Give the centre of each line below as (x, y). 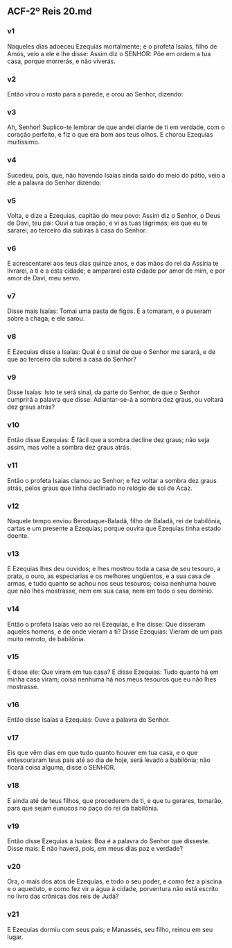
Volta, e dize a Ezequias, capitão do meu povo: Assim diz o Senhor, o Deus (114, 215)
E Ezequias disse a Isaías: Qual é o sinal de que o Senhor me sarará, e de (111, 352)
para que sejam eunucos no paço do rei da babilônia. (83, 808)
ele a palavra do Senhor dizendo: (54, 183)
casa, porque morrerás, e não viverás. (62, 61)
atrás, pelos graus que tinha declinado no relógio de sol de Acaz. (100, 488)
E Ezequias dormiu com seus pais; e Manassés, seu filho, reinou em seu (110, 929)
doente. (18, 535)
